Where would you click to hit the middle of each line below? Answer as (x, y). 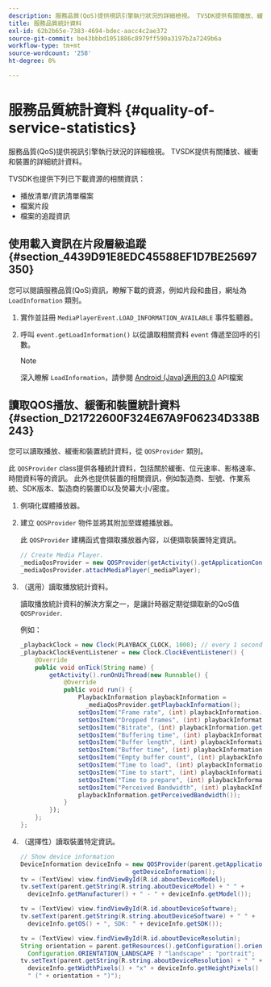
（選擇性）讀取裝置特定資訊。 (69, 841)
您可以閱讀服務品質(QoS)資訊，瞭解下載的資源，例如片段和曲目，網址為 (128, 290)
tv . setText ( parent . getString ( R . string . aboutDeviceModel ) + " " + (132, 887)
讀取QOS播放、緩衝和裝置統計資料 (94, 406)
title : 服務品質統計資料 (45, 23)
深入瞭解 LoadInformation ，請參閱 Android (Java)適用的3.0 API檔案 (131, 377)
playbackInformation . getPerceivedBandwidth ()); (159, 795)
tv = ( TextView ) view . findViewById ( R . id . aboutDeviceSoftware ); (129, 909)
